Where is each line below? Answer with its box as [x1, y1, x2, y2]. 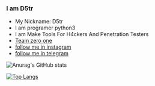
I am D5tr [6, 4, 34, 13]
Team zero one [14, 37, 52, 45]
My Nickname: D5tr [14, 18, 63, 25]
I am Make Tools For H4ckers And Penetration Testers [14, 31, 149, 38]
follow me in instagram [14, 43, 71, 51]
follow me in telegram [14, 50, 69, 57]
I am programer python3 [14, 24, 76, 31]
